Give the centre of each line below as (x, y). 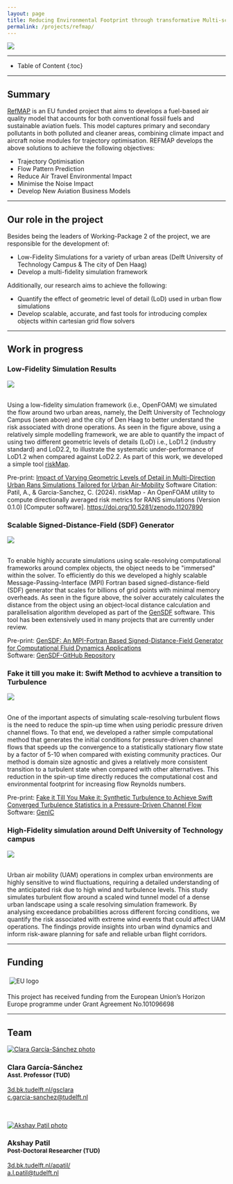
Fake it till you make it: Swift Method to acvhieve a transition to (114, 673)
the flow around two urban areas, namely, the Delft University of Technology (116, 412)
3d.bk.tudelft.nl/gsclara (41, 1089)
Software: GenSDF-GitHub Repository (61, 655)
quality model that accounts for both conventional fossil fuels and (101, 118)
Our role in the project (55, 219)
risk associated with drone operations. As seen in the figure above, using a (114, 427)
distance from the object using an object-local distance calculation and (109, 605)
